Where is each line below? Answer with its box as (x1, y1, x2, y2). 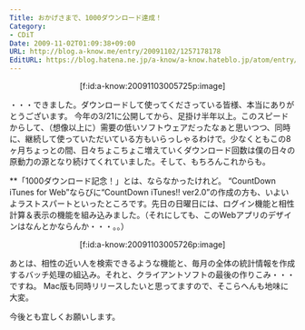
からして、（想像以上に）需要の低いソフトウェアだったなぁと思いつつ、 (9, 122, 275, 133)
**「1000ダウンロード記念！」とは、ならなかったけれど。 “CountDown (9, 175, 277, 186)
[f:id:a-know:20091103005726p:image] (79, 239, 226, 250)
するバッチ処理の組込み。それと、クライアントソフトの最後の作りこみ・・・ (9, 269, 295, 280)
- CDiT (9, 30, 34, 39)
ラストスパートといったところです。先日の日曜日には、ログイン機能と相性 (16, 198, 295, 209)
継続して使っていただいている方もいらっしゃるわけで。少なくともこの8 (25, 134, 291, 144)
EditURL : (9, 55, 43, 65)
